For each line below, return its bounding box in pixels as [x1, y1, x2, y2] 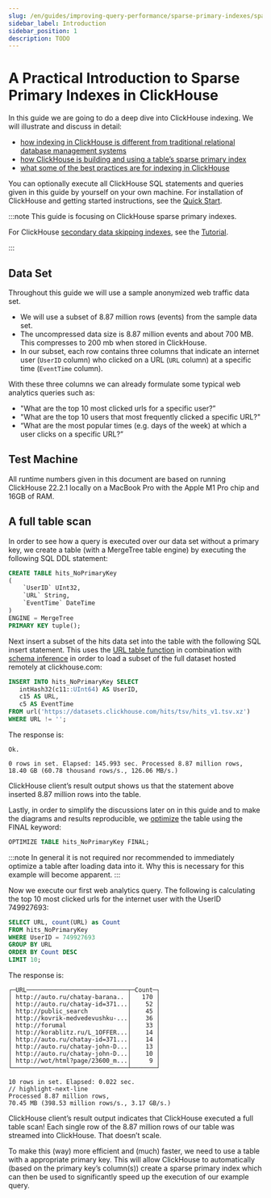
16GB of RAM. [8, 491, 55, 501]
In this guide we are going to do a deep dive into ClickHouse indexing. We [8, 113, 254, 123]
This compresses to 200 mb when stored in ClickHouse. [19, 338, 207, 348]
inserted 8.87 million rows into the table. [8, 789, 141, 799]
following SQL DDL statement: [8, 553, 109, 563]
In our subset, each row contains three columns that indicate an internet [19, 347, 260, 356]
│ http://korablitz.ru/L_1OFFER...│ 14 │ [8, 1028, 161, 1036]
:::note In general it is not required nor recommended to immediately [8, 852, 236, 862]
